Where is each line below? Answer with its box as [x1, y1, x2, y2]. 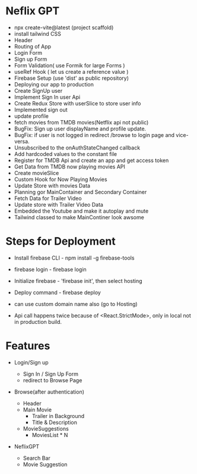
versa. [14, 138, 30, 145]
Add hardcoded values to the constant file [14, 150, 117, 157]
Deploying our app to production [14, 80, 94, 88]
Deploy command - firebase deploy [14, 289, 101, 296]
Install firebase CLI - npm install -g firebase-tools [14, 254, 135, 261]
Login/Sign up [14, 358, 49, 366]
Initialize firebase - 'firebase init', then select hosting [14, 277, 143, 284]
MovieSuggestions [23, 425, 69, 432]
